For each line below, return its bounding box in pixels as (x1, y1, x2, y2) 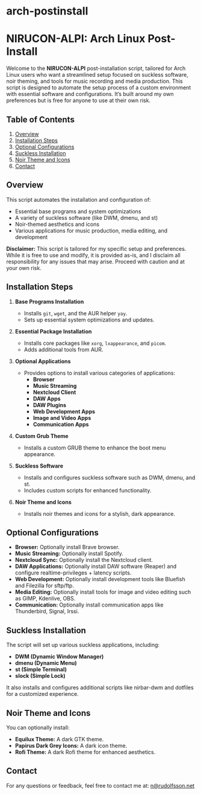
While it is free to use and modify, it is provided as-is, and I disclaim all (6, 251, 181, 259)
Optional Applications (14, 358, 71, 365)
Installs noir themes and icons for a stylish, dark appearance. (23, 510, 176, 517)
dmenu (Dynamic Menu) (14, 660, 77, 667)
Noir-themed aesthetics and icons (14, 220, 100, 228)
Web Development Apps (32, 408, 95, 415)
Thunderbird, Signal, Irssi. (14, 608, 79, 615)
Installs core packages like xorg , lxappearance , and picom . (23, 340, 167, 347)
